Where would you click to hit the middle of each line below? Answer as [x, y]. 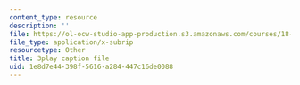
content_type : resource [54, 17]
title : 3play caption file [59, 58]
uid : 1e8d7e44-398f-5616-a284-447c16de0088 [92, 67]
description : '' [39, 26]
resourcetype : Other [48, 50]
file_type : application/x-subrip [71, 42]
